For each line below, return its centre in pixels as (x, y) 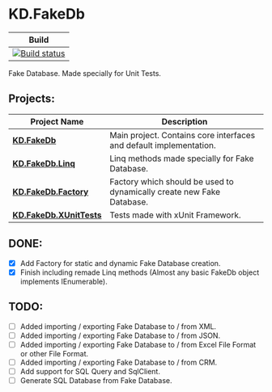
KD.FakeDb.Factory (51, 192)
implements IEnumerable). (64, 281)
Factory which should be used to (172, 181)
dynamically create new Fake (165, 192)
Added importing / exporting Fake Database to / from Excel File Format (138, 344)
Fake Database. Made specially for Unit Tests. (85, 73)
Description (185, 121)
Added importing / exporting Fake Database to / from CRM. (119, 362)
